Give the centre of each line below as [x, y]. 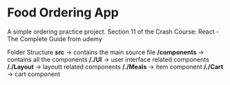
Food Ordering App [63, 13]
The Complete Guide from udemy [55, 38]
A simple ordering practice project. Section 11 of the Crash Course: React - [113, 32]
